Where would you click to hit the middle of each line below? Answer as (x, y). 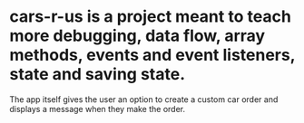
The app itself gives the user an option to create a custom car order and (144, 99)
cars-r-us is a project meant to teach (151, 17)
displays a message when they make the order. (98, 109)
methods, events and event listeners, (152, 55)
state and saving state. (98, 75)
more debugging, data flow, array (137, 36)
